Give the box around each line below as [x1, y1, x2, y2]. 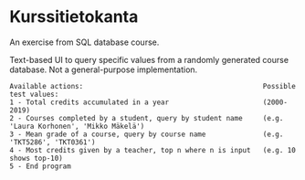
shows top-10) [9, 154, 64, 163]
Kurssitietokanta [9, 6, 139, 27]
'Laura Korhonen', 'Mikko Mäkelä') [9, 122, 145, 131]
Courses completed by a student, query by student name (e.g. [26, 113, 284, 122]
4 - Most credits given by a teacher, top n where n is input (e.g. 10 [9, 145, 297, 154]
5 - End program [9, 162, 71, 171]
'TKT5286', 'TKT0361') [9, 137, 96, 147]
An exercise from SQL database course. [9, 37, 160, 48]
